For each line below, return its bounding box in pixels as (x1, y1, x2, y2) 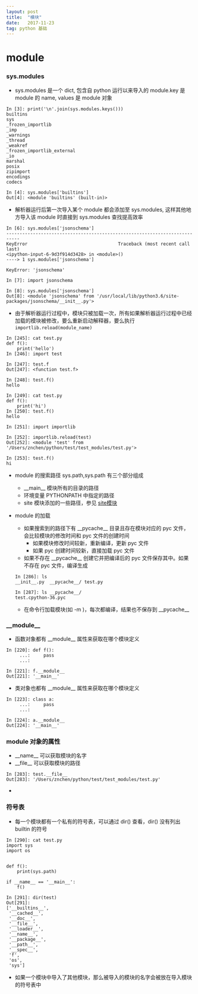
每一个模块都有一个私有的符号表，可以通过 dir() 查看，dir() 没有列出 (14, 818, 181, 825)
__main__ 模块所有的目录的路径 (23, 484, 99, 491)
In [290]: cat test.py (6, 837, 62, 843)
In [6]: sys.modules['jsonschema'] (6, 225, 95, 231)
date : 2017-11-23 (6, 20, 55, 26)
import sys (6, 842, 33, 849)
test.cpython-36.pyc (14, 594, 66, 600)
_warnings (6, 132, 31, 138)
